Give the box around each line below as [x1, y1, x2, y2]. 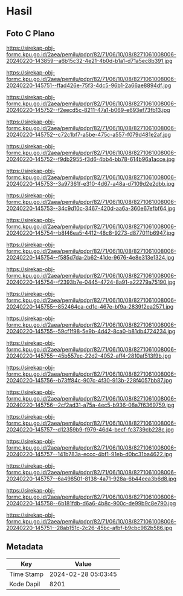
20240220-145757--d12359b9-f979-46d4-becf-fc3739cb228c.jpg [6, 426, 174, 433]
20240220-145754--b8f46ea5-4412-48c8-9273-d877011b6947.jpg [6, 229, 175, 237]
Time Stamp [9, 570, 44, 578]
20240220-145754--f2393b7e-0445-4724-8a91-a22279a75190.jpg [6, 278, 176, 286]
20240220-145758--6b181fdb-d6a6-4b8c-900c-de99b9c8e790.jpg [6, 500, 176, 506]
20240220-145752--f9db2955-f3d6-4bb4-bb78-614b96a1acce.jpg [6, 156, 175, 163]
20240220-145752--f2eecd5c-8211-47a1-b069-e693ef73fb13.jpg [6, 106, 170, 113]
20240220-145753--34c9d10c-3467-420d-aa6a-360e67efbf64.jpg [6, 205, 176, 212]
